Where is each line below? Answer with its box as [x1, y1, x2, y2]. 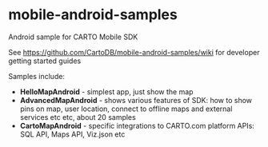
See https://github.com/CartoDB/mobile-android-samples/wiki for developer [8, 47, 260, 57]
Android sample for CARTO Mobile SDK [8, 32, 138, 42]
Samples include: [8, 71, 66, 81]
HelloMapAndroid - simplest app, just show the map [19, 86, 194, 97]
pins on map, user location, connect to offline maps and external [19, 104, 233, 113]
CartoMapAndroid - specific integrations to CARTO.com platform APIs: [19, 121, 254, 130]
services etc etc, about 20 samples [19, 112, 136, 121]
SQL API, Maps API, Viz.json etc [19, 129, 126, 139]
